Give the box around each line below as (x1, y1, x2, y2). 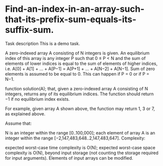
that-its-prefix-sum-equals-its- (5, 14, 137, 25)
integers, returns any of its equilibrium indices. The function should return (5, 91, 154, 97)
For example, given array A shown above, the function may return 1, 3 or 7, (5, 106, 155, 111)
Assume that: (5, 120, 32, 126)
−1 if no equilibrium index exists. (5, 96, 70, 102)
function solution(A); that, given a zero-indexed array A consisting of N (5, 85, 148, 91)
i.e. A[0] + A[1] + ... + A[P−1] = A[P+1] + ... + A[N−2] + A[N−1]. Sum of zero (5, 65, 155, 72)
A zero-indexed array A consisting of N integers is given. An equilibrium (5, 50, 150, 56)
